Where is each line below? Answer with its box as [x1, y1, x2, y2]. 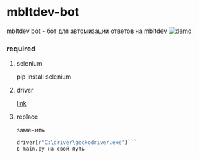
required [6, 44, 36, 53]
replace [16, 112, 39, 121]
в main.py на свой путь [16, 145, 85, 153]
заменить [16, 126, 45, 134]
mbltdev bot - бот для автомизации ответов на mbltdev [6, 27, 167, 35]
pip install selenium [16, 73, 72, 81]
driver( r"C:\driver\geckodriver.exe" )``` [16, 139, 138, 146]
